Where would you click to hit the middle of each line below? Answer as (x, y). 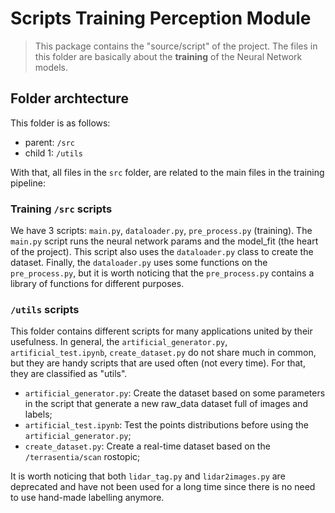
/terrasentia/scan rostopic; (82, 457)
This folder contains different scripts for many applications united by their (161, 331)
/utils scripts (45, 309)
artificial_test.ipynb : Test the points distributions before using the (166, 425)
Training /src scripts (61, 209)
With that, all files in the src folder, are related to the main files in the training (167, 172)
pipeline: (28, 183)
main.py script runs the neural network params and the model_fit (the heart (164, 241)
